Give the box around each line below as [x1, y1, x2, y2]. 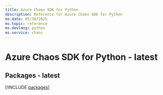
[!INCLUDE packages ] [5, 85, 50, 90]
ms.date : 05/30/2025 [5, 16, 48, 21]
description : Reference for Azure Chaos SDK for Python [5, 12, 122, 17]
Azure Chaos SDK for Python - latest [5, 51, 158, 63]
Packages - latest [5, 71, 60, 80]
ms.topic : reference [5, 21, 48, 26]
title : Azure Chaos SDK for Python [5, 7, 79, 12]
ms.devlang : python [5, 26, 45, 31]
